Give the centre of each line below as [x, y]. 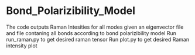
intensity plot [22, 46]
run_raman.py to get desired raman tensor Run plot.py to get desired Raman [97, 39]
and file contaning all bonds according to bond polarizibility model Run [91, 33]
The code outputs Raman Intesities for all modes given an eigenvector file [95, 27]
